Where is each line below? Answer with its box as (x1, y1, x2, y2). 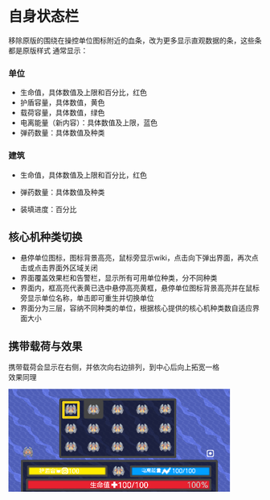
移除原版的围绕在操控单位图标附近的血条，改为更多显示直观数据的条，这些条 (8, 35, 262, 45)
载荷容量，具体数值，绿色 (19, 108, 105, 118)
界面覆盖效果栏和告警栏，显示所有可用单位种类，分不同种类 (19, 273, 218, 283)
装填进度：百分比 (19, 204, 77, 214)
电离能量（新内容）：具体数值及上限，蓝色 (19, 118, 158, 127)
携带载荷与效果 (8, 340, 83, 353)
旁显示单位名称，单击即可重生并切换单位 (19, 294, 154, 303)
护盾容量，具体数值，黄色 (19, 98, 105, 107)
